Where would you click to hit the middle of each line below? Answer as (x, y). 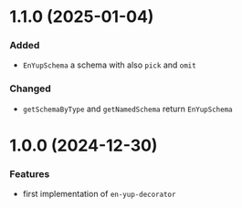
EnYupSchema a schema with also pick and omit (109, 65)
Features (30, 173)
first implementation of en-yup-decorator (99, 194)
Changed (31, 88)
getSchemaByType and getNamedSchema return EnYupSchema (127, 109)
